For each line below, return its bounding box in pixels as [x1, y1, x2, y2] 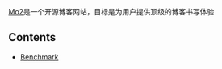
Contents [8, 30, 57, 44]
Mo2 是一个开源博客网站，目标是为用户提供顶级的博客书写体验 [8, 7, 215, 16]
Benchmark [19, 51, 59, 62]
